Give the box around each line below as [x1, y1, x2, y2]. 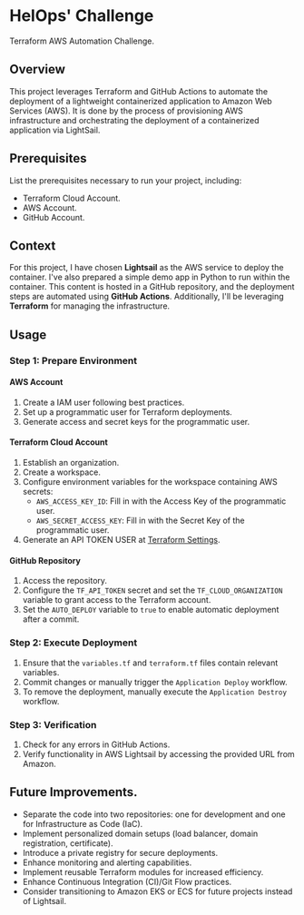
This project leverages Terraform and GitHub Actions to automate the [9, 85, 269, 96]
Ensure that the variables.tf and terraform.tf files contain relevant [22, 657, 279, 668]
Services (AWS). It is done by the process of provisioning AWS [9, 105, 243, 116]
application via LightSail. [9, 124, 101, 135]
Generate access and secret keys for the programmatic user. [22, 416, 250, 427]
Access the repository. [22, 576, 107, 586]
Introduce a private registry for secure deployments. [22, 847, 219, 858]
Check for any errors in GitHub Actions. [22, 739, 171, 750]
